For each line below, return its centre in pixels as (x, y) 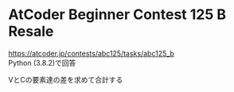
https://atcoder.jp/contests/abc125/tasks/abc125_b (92, 53)
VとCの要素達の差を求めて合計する (66, 79)
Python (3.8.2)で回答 (42, 63)
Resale (31, 31)
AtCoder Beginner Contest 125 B (117, 15)
